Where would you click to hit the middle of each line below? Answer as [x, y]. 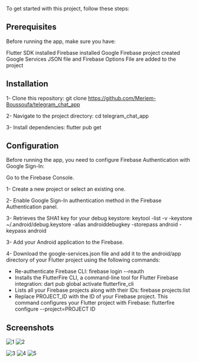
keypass [16, 231]
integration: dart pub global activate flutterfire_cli [74, 284]
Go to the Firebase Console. [40, 178]
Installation [27, 84]
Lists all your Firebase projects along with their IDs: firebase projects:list [102, 290]
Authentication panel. [32, 207]
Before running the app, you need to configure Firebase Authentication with [98, 160]
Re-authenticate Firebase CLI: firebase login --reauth [79, 272]
